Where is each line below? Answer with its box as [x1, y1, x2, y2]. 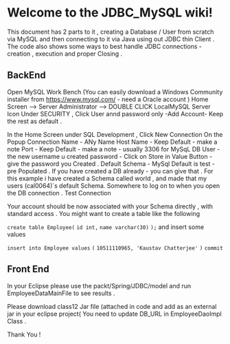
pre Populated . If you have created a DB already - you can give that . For [7, 166, 214, 175]
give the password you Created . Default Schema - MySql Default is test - [7, 160, 215, 168]
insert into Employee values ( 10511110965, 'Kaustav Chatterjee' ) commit [7, 244, 223, 252]
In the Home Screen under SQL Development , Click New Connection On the [7, 130, 223, 138]
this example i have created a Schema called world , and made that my [7, 174, 207, 182]
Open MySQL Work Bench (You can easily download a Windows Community [7, 87, 223, 96]
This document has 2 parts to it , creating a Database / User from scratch [7, 28, 214, 36]
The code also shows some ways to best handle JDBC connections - [7, 42, 203, 50]
